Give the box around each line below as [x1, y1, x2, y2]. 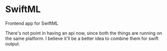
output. [5, 40, 20, 46]
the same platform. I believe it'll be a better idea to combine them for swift [5, 35, 159, 41]
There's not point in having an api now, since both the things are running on [5, 30, 162, 36]
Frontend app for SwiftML [5, 20, 59, 26]
